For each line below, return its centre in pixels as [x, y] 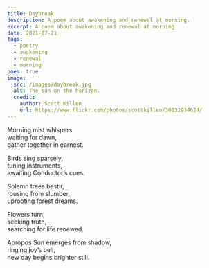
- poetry [26, 46]
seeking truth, [27, 222]
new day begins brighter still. [48, 257]
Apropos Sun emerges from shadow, [60, 242]
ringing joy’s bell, [31, 249]
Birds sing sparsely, [35, 158]
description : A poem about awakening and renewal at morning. [99, 20]
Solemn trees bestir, [36, 186]
